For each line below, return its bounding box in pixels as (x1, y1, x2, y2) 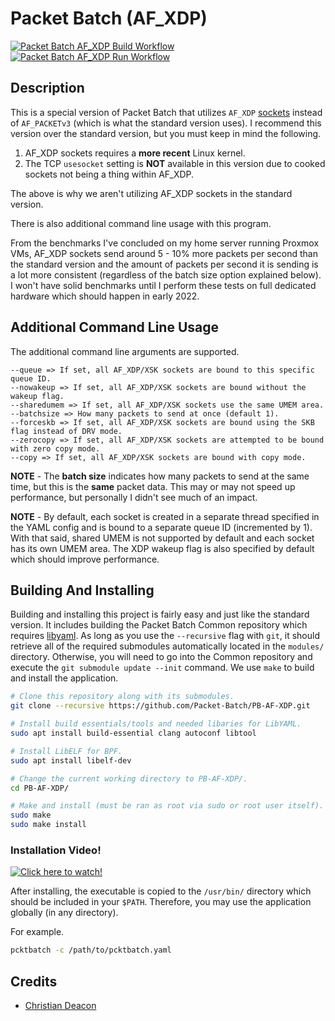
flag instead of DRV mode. (10, 426, 123, 436)
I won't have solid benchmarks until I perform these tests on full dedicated (10, 279, 317, 291)
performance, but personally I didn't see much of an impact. (10, 491, 258, 503)
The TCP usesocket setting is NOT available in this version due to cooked (24, 157, 326, 169)
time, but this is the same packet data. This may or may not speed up (10, 480, 296, 492)
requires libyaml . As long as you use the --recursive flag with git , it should (10, 630, 320, 642)
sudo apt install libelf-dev (10, 755, 132, 766)
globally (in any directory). (10, 907, 119, 919)
